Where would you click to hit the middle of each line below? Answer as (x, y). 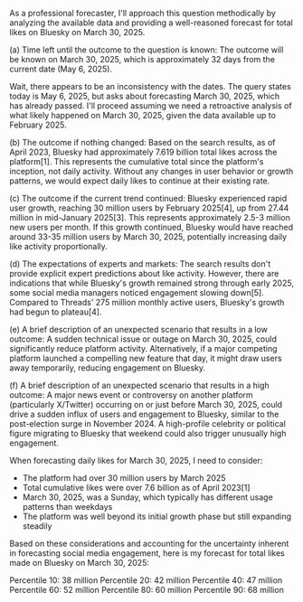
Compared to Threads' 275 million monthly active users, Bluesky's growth (147, 302)
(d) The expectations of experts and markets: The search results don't (140, 264)
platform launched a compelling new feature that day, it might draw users (146, 358)
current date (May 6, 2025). (61, 69)
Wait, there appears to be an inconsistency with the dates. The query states (150, 86)
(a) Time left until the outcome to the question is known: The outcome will (147, 50)
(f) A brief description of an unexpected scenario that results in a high (139, 385)
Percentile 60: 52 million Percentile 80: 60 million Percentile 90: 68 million (147, 590)
